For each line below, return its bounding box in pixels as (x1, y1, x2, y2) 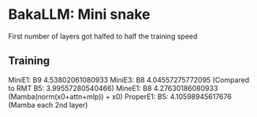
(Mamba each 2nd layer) (8, 100, 88, 109)
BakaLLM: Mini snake (8, 5, 151, 24)
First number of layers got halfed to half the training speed (8, 31, 198, 41)
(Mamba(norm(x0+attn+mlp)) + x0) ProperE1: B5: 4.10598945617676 (8, 92, 233, 101)
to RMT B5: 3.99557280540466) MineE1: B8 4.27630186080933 (8, 83, 218, 93)
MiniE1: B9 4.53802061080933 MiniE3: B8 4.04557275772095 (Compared (8, 75, 250, 84)
